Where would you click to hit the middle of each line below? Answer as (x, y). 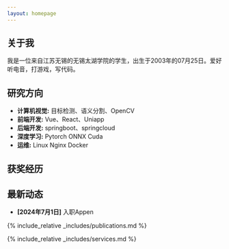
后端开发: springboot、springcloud (66, 128)
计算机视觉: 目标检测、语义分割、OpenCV (76, 111)
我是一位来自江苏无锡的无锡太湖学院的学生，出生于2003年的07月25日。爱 (112, 61)
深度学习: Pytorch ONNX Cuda (60, 137)
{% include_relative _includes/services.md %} (72, 239)
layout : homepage (32, 13)
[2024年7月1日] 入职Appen (55, 212)
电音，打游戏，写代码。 (46, 69)
